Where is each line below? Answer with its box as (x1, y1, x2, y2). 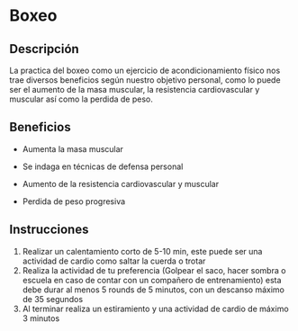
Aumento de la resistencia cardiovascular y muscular (22, 178, 219, 189)
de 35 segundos (22, 293, 84, 304)
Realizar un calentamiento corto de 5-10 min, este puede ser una (22, 246, 263, 256)
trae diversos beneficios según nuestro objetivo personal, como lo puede (9, 75, 281, 85)
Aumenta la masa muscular (22, 143, 124, 154)
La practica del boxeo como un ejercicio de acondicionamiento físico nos (9, 65, 281, 76)
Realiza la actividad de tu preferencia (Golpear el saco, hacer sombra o (22, 264, 286, 275)
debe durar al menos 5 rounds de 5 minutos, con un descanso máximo (22, 284, 285, 295)
